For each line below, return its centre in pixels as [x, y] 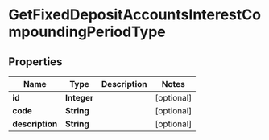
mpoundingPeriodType [87, 32]
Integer [79, 98]
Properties [35, 62]
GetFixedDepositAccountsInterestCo [135, 15]
